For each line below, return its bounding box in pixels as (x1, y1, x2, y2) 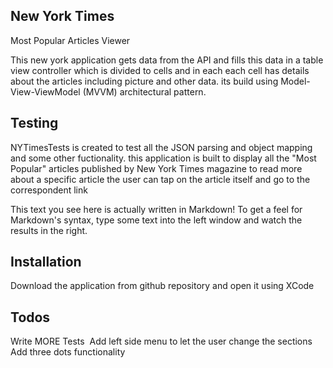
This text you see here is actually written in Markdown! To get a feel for (10, 203, 303, 215)
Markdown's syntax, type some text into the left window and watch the (10, 214, 303, 226)
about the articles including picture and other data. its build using (10, 75, 279, 87)
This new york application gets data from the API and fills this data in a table (10, 54, 324, 66)
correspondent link (10, 184, 88, 196)
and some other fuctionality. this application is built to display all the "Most (10, 152, 317, 164)
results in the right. (10, 224, 88, 236)
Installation (10, 254, 82, 271)
